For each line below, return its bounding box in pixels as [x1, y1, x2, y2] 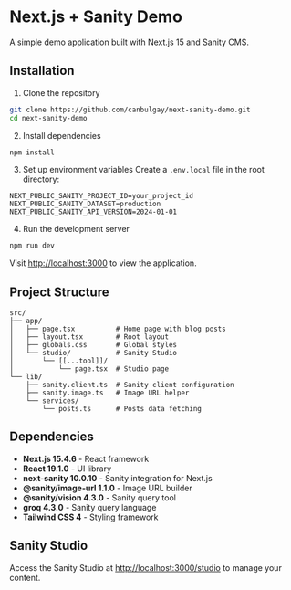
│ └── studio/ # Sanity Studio [9, 349, 178, 358]
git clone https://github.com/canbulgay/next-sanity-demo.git [9, 105, 251, 114]
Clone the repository [22, 87, 100, 98]
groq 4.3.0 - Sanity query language [22, 501, 157, 512]
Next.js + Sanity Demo [9, 6, 182, 27]
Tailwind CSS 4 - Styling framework [22, 511, 159, 522]
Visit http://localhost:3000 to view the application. [9, 258, 198, 269]
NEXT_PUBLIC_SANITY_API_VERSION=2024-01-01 [9, 207, 178, 216]
